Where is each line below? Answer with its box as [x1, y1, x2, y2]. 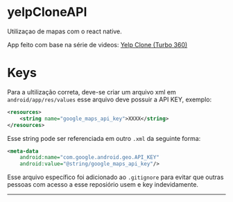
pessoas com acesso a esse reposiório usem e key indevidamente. [7, 180, 199, 189]
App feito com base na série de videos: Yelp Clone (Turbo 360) [7, 40, 188, 49]
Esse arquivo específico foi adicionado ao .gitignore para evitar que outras [7, 173, 224, 181]
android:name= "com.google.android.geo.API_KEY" [19, 154, 159, 161]
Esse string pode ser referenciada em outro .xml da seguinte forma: [7, 134, 201, 142]
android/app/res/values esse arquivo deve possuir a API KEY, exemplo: [7, 95, 212, 103]
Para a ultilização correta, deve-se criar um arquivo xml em [7, 87, 176, 96]
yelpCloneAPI [7, 4, 87, 20]
